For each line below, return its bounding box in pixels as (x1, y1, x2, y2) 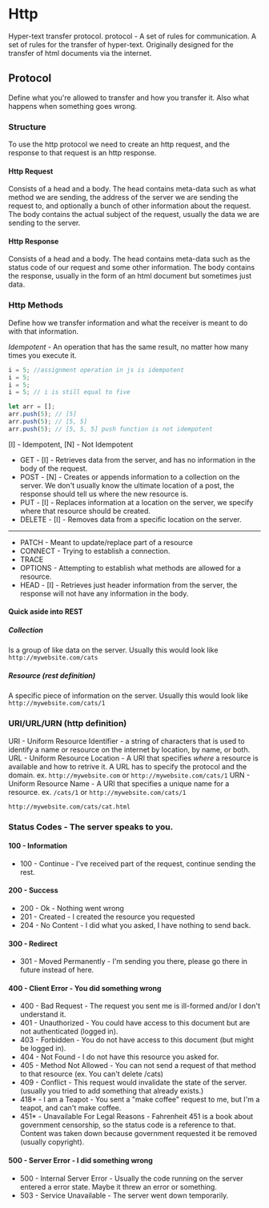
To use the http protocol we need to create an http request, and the (8, 139, 231, 149)
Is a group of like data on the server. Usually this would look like (8, 645, 219, 655)
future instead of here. (19, 965, 94, 975)
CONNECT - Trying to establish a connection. (19, 546, 171, 556)
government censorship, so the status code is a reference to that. (19, 1120, 236, 1130)
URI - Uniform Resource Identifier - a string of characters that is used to (8, 736, 246, 745)
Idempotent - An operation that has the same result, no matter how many (8, 342, 249, 351)
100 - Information (8, 841, 68, 851)
